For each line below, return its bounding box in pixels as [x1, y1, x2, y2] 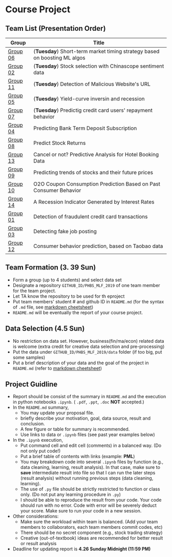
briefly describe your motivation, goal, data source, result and [20, 415, 151, 421]
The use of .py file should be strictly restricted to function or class [20, 486, 160, 492]
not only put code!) [20, 448, 61, 454]
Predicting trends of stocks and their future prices [33, 169, 154, 176]
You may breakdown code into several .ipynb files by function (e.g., [20, 459, 164, 465]
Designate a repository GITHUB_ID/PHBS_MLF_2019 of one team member [12, 282, 160, 288]
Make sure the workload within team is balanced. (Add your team [20, 519, 158, 525]
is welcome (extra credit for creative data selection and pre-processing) [12, 343, 165, 349]
